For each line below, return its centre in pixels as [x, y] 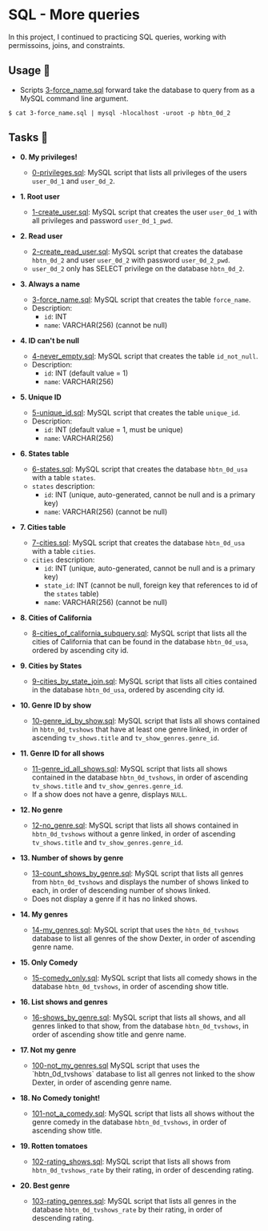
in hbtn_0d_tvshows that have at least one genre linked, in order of [140, 729]
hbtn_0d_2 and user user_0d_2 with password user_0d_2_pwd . [131, 260]
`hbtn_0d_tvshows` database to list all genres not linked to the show [144, 1073]
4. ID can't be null [50, 340]
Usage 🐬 [29, 71]
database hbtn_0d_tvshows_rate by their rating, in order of [127, 1209]
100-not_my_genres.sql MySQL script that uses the [116, 1065]
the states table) [71, 593]
